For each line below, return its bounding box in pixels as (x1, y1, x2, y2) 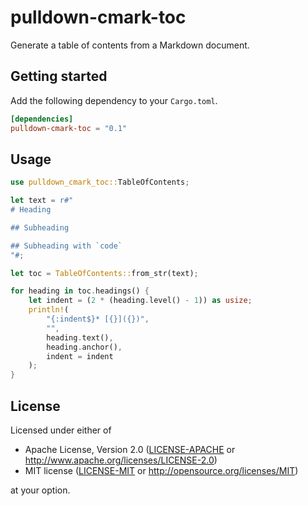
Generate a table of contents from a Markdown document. (10, 39, 250, 51)
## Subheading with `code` (10, 241, 123, 251)
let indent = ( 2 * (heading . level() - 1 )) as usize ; (28, 296, 253, 306)
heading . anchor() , (46, 342, 123, 352)
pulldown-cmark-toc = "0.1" (10, 123, 128, 133)
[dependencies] (10, 114, 74, 124)
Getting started (10, 68, 108, 85)
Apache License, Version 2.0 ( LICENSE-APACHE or (24, 444, 236, 455)
